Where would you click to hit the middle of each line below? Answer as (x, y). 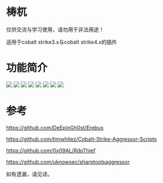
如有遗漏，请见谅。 (29, 174)
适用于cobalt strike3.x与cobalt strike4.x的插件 (62, 42)
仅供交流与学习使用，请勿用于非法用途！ (55, 29)
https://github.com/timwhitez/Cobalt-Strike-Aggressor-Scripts (81, 139)
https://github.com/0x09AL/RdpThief (51, 150)
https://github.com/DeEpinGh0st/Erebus (55, 128)
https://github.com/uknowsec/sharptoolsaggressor (68, 162)
